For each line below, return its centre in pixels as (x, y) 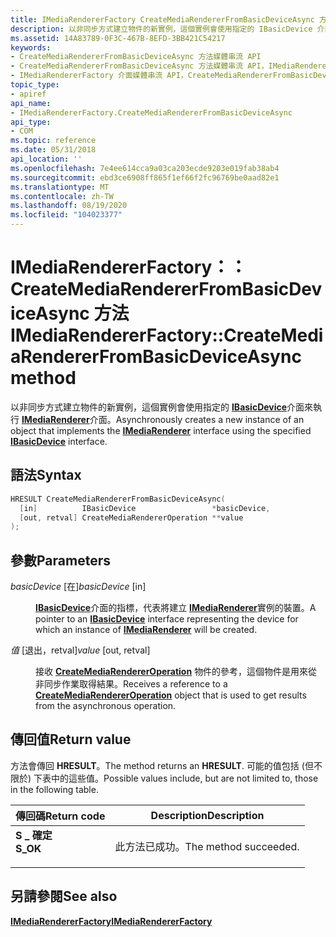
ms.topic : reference (53, 141)
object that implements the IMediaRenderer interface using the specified (161, 430)
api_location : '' (46, 159)
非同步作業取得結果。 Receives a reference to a (131, 684)
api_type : (31, 122)
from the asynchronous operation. (106, 706)
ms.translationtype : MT (60, 187)
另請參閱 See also (64, 896)
